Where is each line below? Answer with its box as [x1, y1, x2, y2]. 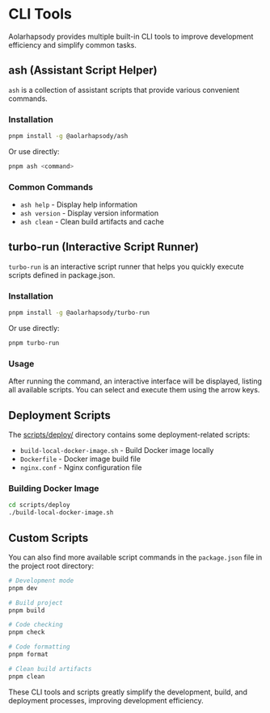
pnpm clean [8, 672, 45, 681]
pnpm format [8, 651, 49, 659]
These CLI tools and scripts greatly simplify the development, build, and [8, 687, 248, 697]
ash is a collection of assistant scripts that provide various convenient [8, 85, 240, 94]
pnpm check [8, 628, 45, 636]
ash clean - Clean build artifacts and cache [19, 217, 164, 227]
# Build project [8, 598, 63, 606]
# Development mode [8, 577, 74, 585]
